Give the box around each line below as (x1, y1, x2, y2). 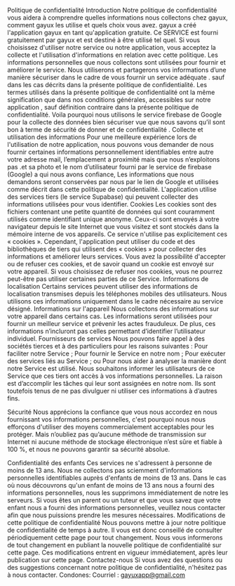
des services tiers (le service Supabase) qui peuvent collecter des (7, 193, 199, 201)
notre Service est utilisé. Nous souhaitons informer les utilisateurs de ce (7, 365, 215, 372)
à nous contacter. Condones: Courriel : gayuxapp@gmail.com (7, 571, 186, 579)
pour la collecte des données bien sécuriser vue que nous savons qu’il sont (7, 118, 226, 126)
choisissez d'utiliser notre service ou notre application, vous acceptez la (7, 44, 216, 51)
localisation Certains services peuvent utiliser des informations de (7, 282, 199, 290)
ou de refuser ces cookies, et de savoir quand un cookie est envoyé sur (7, 260, 215, 268)
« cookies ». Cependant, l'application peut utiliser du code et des (7, 237, 196, 245)
